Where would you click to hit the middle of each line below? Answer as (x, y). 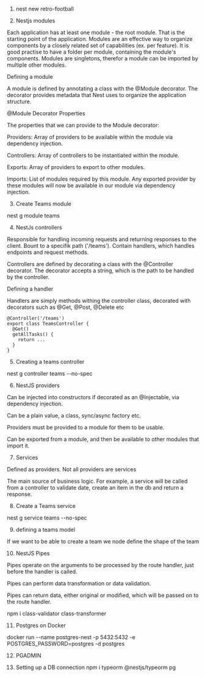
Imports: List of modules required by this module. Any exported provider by (101, 179)
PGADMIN (28, 655)
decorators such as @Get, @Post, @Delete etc (66, 307)
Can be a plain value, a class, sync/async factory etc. (74, 415)
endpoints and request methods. (48, 252)
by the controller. (28, 277)
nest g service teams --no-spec (47, 518)
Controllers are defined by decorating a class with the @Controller (90, 264)
